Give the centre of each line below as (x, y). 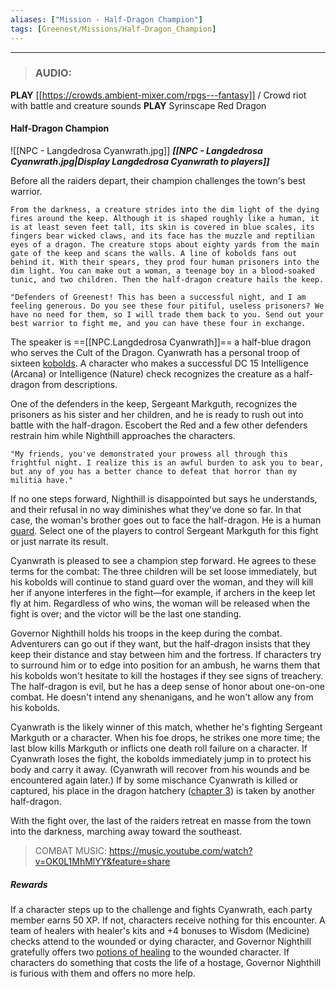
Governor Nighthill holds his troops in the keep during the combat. (146, 633)
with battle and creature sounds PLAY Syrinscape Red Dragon (138, 105)
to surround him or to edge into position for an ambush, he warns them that (165, 665)
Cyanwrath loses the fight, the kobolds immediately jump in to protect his (161, 759)
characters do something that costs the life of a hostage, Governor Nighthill (166, 962)
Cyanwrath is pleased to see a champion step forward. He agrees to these (163, 560)
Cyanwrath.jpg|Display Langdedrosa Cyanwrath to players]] (140, 161)
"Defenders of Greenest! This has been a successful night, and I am (158, 297)
